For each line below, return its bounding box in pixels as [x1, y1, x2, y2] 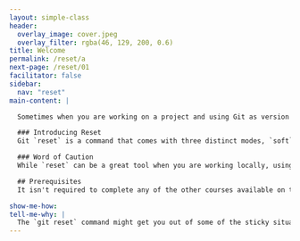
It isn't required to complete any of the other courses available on [17, 185, 286, 195]
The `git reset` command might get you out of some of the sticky [17, 218, 270, 228]
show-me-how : [9, 202, 58, 211]
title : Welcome [9, 46, 66, 55]
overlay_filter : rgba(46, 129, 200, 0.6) [17, 37, 174, 47]
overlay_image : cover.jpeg [17, 29, 118, 38]
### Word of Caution [17, 153, 94, 162]
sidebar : [9, 79, 42, 88]
